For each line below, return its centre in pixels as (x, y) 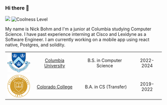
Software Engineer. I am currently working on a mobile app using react (77, 40)
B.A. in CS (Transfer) (106, 87)
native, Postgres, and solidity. (35, 45)
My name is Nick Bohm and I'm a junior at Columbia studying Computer (78, 29)
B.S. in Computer (105, 60)
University (55, 66)
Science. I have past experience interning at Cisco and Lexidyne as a (76, 34)
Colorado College (55, 87)
